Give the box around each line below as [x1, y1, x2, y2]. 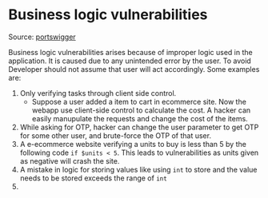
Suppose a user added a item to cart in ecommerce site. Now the [31, 97, 246, 106]
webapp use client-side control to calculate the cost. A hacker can [31, 105, 251, 115]
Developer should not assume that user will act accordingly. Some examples [8, 64, 260, 73]
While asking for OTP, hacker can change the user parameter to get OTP [19, 122, 259, 132]
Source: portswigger [8, 32, 76, 42]
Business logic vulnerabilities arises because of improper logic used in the [8, 47, 254, 57]
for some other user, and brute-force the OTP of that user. [19, 130, 212, 141]
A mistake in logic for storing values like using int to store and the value [19, 164, 258, 174]
